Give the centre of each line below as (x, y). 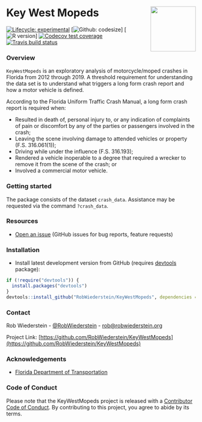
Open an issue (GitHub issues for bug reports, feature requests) (94, 234)
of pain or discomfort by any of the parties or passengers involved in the (105, 126)
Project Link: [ (23, 337)
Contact (18, 312)
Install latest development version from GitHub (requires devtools (96, 263)
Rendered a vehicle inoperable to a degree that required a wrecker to (100, 158)
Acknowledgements (36, 359)
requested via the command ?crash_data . (57, 206)
